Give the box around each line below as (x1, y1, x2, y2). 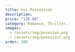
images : (5, 26, 21, 31)
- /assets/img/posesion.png (9, 30, 68, 35)
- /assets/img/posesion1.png (9, 35, 70, 40)
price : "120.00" (5, 16, 39, 21)
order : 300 (5, 40, 28, 45)
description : (5, 12, 32, 17)
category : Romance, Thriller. (5, 21, 68, 26)
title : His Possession (5, 7, 52, 12)
